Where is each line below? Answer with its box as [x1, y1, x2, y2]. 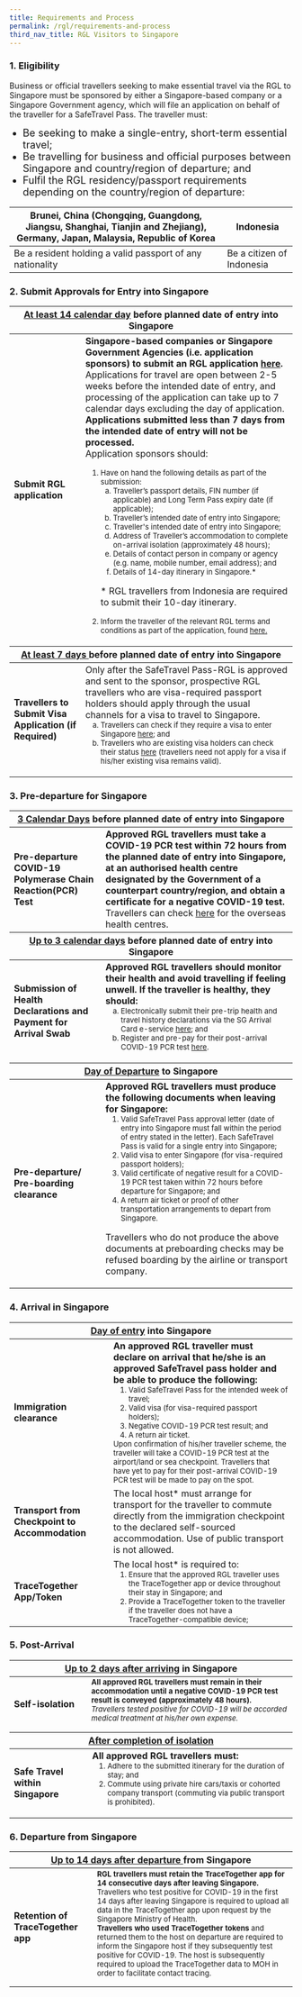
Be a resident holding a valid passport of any [13, 247, 202, 259]
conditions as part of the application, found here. [100, 625, 268, 635]
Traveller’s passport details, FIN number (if [112, 486, 259, 495]
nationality [13, 258, 58, 270]
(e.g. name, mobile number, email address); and [112, 558, 277, 567]
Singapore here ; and [100, 729, 171, 739]
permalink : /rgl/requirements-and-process [9, 22, 171, 31]
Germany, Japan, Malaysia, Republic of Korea [16, 231, 216, 244]
